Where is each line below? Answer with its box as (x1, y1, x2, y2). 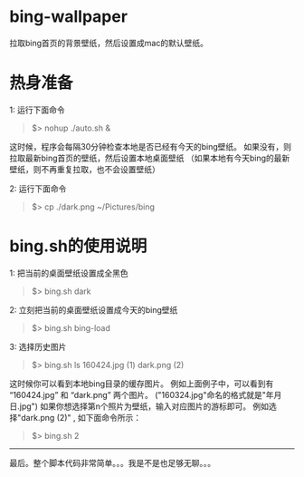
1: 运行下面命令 (9, 104, 65, 115)
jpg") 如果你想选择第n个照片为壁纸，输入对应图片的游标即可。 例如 (19, 401, 270, 412)
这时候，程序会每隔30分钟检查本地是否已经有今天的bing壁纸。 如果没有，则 (9, 141, 292, 151)
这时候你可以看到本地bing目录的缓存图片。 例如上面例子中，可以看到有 (9, 378, 274, 389)
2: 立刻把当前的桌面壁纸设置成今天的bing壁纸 (9, 304, 178, 315)
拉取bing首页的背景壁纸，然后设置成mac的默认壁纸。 (9, 37, 208, 48)
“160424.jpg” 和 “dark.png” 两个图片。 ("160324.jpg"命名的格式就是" (9, 389, 267, 400)
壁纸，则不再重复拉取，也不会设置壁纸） (9, 163, 160, 174)
